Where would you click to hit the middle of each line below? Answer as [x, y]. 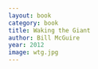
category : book [33, 23]
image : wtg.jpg [33, 52]
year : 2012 [26, 45]
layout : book [30, 15]
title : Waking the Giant [49, 30]
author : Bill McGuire [44, 38]
